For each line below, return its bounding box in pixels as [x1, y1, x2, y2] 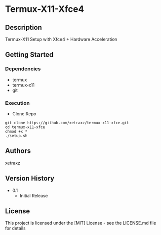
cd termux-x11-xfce [5, 125, 45, 130]
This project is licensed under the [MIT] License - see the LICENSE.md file [5, 220, 157, 226]
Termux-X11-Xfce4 [5, 3, 84, 15]
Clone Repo [12, 110, 37, 117]
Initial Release [19, 192, 48, 198]
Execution [5, 99, 30, 106]
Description [5, 23, 42, 32]
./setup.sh [5, 133, 28, 138]
